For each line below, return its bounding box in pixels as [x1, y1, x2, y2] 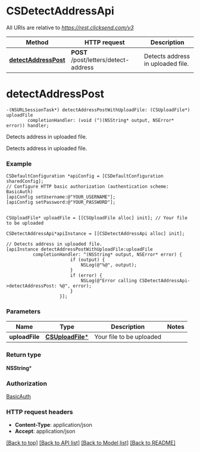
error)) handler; [6, 123, 49, 129]
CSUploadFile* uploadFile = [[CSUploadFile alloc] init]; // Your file [6, 215, 187, 221]
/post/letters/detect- [71, 56, 130, 64]
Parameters [6, 307, 40, 316]
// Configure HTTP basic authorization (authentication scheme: [6, 184, 169, 190]
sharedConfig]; [6, 178, 44, 185]
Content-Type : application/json [14, 422, 92, 429]
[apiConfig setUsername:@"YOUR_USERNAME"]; [6, 194, 116, 200]
